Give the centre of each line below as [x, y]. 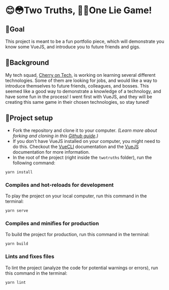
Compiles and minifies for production [52, 223]
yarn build [17, 244]
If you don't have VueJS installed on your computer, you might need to [87, 141]
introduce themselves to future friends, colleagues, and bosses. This [77, 85]
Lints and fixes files [30, 256]
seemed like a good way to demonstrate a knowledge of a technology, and [83, 91]
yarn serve [17, 211]
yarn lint [16, 282]
